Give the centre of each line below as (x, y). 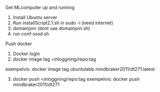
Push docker (19, 44)
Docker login (26, 54)
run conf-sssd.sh (31, 34)
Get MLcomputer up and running (40, 7)
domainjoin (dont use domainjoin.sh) (51, 28)
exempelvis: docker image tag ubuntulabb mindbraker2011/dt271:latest (80, 69)
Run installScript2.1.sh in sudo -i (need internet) (63, 23)
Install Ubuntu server (35, 17)
